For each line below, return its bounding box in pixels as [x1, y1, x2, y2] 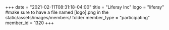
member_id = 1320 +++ [5, 20, 54, 26]
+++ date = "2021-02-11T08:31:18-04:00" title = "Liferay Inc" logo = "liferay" [5, 4, 164, 10]
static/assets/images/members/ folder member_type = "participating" [5, 15, 150, 20]
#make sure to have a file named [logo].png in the [5, 9, 109, 15]
